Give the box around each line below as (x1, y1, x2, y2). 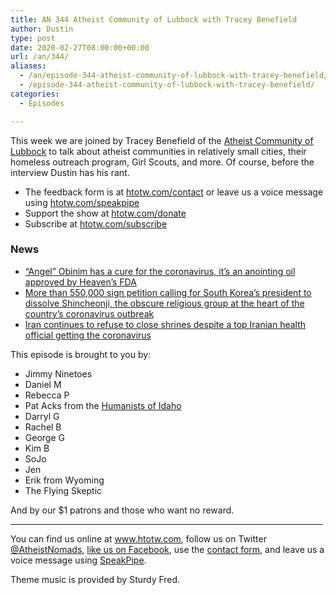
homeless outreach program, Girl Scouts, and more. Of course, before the (10, 156, 315, 168)
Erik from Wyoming (24, 474, 105, 486)
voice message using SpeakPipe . (10, 554, 147, 566)
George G (24, 431, 65, 443)
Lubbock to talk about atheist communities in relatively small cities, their (10, 145, 307, 157)
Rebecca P (24, 389, 70, 401)
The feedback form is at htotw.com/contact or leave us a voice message (24, 186, 324, 198)
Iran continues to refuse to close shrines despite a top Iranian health (24, 318, 307, 330)
